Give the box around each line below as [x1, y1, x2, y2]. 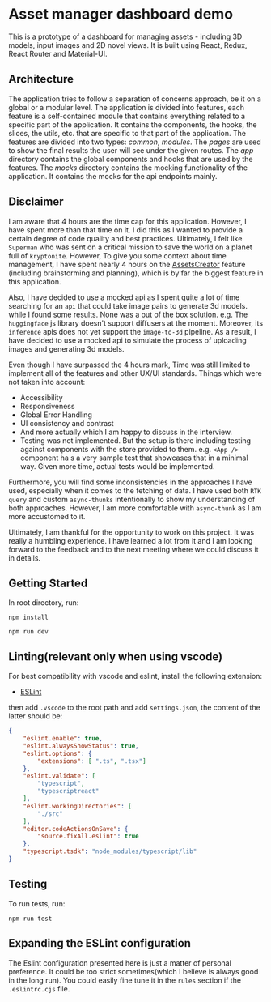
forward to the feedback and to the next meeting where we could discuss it [8, 544, 259, 554]
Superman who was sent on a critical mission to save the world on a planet [8, 242, 252, 252]
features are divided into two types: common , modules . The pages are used [8, 137, 261, 147]
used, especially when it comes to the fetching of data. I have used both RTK [8, 485, 261, 495]
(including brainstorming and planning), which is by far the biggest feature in [8, 268, 265, 278]
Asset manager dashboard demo [8, 5, 233, 23]
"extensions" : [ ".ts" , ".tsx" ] [37, 757, 147, 765]
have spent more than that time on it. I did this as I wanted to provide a [8, 224, 243, 235]
